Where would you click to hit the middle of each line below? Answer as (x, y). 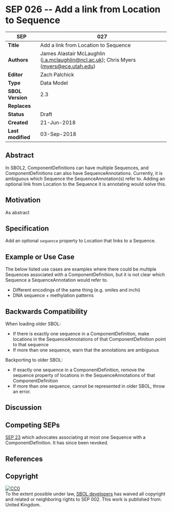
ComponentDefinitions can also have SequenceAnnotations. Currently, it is (84, 173)
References (24, 459)
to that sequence (30, 344)
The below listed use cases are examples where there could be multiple (81, 269)
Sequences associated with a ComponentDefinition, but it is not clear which (85, 275)
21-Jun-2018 (58, 122)
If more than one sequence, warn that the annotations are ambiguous (86, 350)
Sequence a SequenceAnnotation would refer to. (57, 280)
